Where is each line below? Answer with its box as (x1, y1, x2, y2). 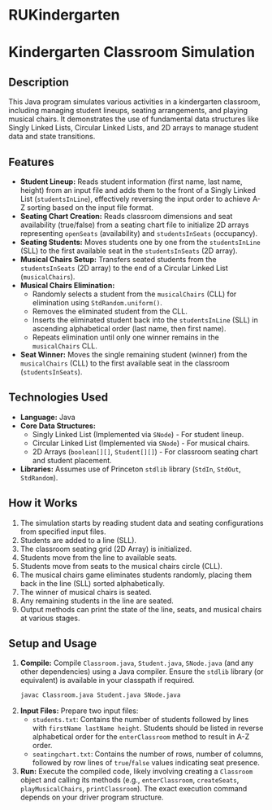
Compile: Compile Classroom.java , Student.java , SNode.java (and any (19, 658, 254, 668)
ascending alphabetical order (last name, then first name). (32, 324, 227, 333)
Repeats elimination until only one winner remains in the (32, 332, 219, 342)
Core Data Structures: (19, 421, 96, 431)
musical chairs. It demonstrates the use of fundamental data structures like (8, 114, 260, 124)
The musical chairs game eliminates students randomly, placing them (19, 570, 253, 580)
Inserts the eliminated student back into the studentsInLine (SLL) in (32, 315, 258, 325)
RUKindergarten (8, 6, 120, 24)
